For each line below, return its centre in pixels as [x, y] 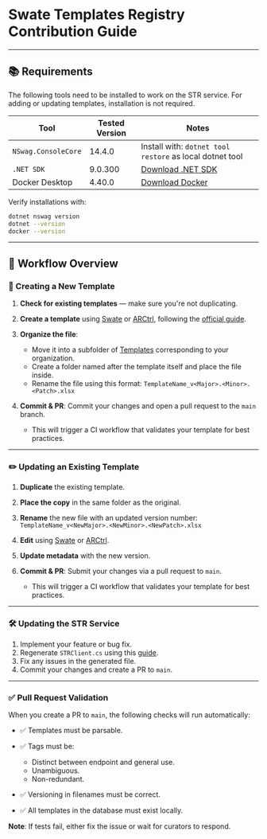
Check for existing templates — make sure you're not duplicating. [129, 303]
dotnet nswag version [44, 217]
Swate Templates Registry [97, 15]
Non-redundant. [58, 779]
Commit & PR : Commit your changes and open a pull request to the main [138, 406]
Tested [111, 123]
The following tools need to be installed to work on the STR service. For [125, 95]
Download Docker [174, 182]
